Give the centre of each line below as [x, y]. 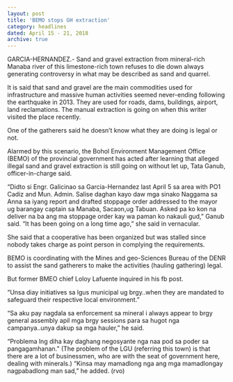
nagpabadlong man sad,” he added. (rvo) [66, 371]
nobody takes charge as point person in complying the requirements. [106, 244]
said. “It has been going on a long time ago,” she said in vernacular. [104, 224]
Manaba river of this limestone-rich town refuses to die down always [105, 67]
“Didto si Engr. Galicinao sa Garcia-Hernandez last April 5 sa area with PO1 [114, 187]
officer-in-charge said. [40, 174]
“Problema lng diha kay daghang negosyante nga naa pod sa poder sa [108, 342]
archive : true [28, 40]
